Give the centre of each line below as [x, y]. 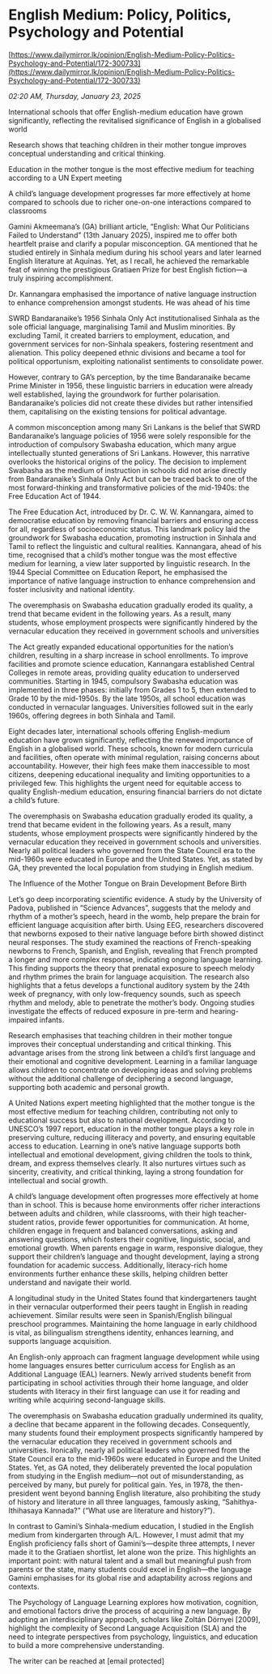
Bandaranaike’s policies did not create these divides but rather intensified [131, 402]
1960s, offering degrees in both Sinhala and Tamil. [92, 715]
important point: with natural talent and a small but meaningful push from [130, 1560]
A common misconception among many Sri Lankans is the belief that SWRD [134, 427]
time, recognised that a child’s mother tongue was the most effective [123, 555]
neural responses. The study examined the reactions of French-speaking [130, 942]
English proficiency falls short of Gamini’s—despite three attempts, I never [132, 1543]
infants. [52, 1019]
